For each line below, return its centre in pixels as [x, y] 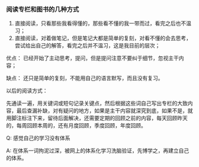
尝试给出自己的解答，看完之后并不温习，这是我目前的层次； [87, 46]
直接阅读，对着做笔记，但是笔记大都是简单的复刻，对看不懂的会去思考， [103, 38]
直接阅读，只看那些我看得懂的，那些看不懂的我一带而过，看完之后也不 [100, 23]
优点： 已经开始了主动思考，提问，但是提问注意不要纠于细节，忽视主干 [92, 58]
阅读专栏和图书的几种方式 [43, 9]
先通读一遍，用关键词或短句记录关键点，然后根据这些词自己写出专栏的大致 [97, 103]
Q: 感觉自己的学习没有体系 [38, 138]
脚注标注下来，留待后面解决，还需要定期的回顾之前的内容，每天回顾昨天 [99, 118]
